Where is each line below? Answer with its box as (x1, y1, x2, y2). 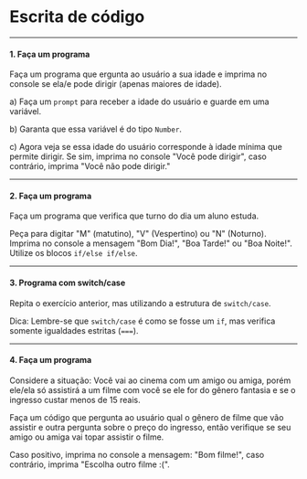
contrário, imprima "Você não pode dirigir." (9, 161, 171, 172)
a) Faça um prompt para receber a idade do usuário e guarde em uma (9, 96, 270, 107)
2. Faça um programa (9, 190, 92, 201)
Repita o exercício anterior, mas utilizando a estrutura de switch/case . (9, 297, 271, 308)
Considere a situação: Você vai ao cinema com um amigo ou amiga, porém (9, 375, 291, 386)
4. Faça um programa (9, 355, 92, 366)
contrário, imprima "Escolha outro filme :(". (9, 459, 171, 470)
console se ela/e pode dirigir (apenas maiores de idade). (9, 79, 222, 90)
